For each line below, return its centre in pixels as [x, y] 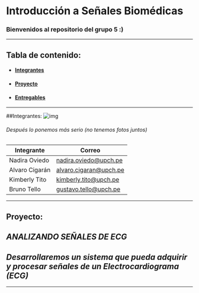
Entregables [30, 97]
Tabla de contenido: [44, 55]
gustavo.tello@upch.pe [88, 189]
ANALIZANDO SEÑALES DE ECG [67, 237]
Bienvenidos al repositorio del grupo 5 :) [65, 30]
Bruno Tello [25, 189]
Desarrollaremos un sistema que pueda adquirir [97, 257]
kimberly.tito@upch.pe [88, 180]
